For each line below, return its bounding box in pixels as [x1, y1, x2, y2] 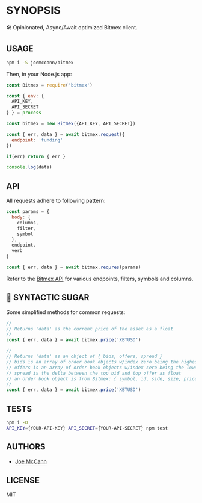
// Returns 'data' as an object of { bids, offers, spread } [6, 353, 163, 359]
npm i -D [6, 419, 28, 425]
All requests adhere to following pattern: [6, 197, 106, 205]
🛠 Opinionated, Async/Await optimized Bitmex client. [6, 23, 138, 31]
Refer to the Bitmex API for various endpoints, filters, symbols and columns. [6, 275, 194, 282]
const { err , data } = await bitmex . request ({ [6, 131, 125, 137]
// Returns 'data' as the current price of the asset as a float [6, 326, 173, 332]
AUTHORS [6, 442, 46, 452]
